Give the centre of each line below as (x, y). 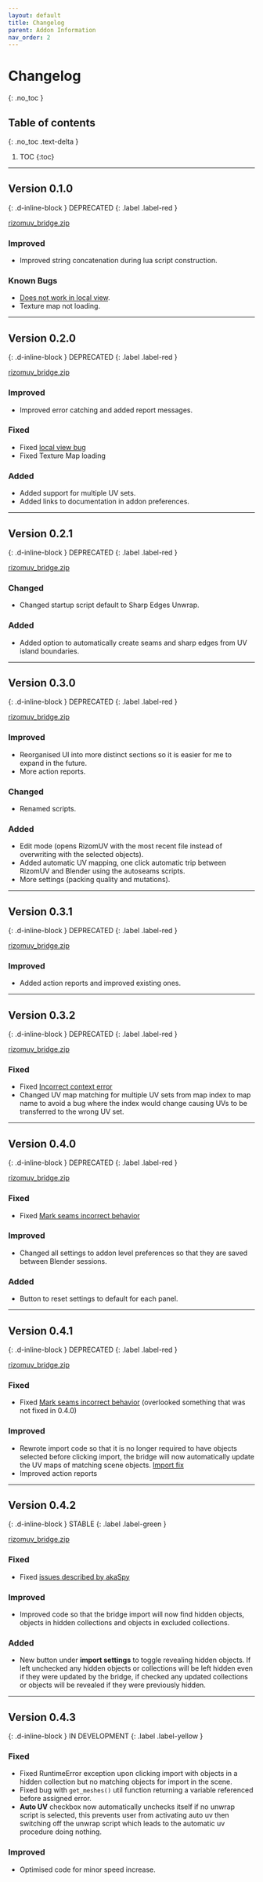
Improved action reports (58, 1473)
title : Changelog (36, 23)
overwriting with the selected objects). (81, 855)
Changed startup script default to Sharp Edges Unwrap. (109, 605)
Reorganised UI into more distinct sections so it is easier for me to (126, 754)
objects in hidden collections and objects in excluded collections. (124, 1622)
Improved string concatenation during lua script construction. (118, 261)
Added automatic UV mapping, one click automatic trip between (123, 863)
